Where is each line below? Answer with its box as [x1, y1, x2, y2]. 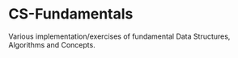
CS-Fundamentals [8, 5, 134, 23]
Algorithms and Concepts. [8, 39, 96, 49]
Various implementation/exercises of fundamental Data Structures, [8, 31, 231, 41]
